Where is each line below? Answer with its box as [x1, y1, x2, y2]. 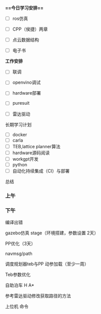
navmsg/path [5, 250, 32, 257]
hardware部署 [12, 90, 41, 96]
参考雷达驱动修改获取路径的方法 [5, 293, 71, 299]
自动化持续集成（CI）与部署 [12, 168, 70, 174]
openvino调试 [12, 80, 41, 86]
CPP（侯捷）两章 [12, 26, 48, 32]
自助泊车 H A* [5, 282, 34, 288]
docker [12, 131, 27, 137]
